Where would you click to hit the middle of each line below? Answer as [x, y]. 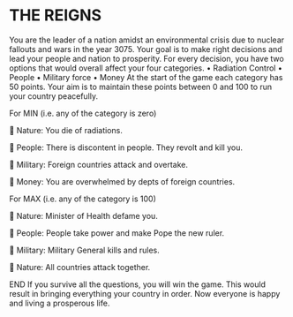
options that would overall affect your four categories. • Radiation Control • [146, 68]
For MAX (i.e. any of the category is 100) [83, 199]
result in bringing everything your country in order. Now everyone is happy [145, 293]
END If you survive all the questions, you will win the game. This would [138, 284]
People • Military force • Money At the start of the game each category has [146, 77]
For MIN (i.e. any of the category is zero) [83, 113]
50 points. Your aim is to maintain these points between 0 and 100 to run [141, 87]
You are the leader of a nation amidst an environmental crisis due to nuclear [147, 40]
